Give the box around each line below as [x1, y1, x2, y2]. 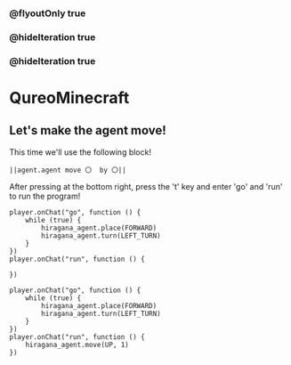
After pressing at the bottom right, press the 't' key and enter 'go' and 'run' [9, 181, 283, 191]
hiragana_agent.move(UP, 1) [25, 340, 129, 349]
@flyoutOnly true [9, 7, 86, 20]
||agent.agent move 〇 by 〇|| [9, 166, 126, 174]
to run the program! [9, 191, 81, 201]
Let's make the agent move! [9, 123, 166, 138]
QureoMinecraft [9, 87, 130, 108]
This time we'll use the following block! [9, 146, 151, 158]
